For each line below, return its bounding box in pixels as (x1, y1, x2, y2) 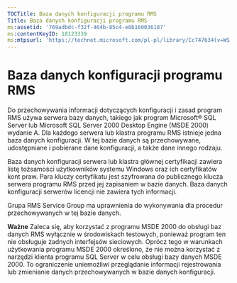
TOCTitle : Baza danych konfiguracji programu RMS (7, 10, 158, 18)
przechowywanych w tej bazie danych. (7, 209, 121, 217)
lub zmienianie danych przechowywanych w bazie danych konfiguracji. (7, 267, 216, 277)
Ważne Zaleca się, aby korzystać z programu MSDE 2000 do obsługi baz (7, 223, 222, 231)
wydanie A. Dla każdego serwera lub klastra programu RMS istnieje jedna (7, 128, 222, 137)
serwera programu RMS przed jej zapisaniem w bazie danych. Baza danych (7, 180, 228, 189)
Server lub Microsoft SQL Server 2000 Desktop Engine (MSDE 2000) (7, 121, 209, 130)
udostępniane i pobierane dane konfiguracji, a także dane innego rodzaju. (7, 143, 223, 152)
